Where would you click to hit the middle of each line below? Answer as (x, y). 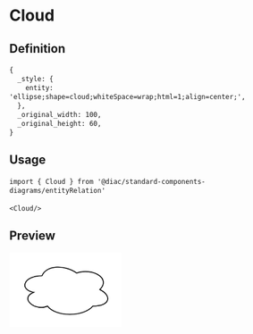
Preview (33, 236)
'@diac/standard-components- (151, 181)
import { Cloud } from (51, 181)
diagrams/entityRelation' (57, 190)
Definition (37, 49)
